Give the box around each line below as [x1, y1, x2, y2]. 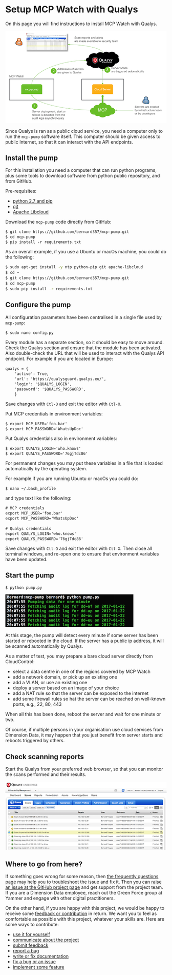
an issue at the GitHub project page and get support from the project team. [5, 884, 163, 890]
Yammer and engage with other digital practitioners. [5, 895, 115, 901]
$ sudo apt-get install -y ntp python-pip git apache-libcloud [5, 265, 143, 270]
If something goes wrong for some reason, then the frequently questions [5, 873, 159, 880]
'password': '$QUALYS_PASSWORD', [14, 386, 86, 392]
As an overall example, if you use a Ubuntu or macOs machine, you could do [5, 249, 166, 255]
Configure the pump [5, 301, 71, 309]
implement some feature [12, 964, 64, 970]
